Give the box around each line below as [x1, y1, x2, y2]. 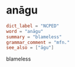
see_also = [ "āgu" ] [6, 45, 54, 51]
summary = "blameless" [6, 33, 62, 40]
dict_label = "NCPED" [6, 23, 60, 29]
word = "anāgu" [6, 28, 44, 34]
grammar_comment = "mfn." [6, 39, 70, 45]
